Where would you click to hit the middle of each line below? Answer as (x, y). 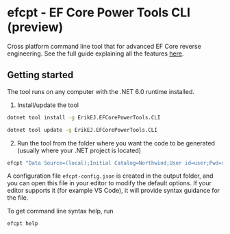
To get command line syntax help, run (61, 211)
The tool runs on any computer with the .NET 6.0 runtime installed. (101, 91)
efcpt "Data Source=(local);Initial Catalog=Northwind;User (95, 163)
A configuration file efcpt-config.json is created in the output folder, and (110, 176)
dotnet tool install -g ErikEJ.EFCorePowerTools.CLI (84, 117)
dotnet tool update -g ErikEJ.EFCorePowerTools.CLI (82, 130)
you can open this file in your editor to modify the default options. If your (110, 183)
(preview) (35, 27)
